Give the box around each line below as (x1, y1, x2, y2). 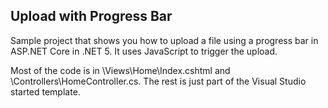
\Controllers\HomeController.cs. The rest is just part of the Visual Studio (10, 75, 307, 87)
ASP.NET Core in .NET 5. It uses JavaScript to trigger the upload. (10, 45, 278, 57)
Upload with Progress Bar (10, 8, 173, 25)
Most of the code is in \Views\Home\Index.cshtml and (10, 64, 231, 76)
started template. (10, 85, 81, 98)
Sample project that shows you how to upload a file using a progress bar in (10, 34, 319, 46)
